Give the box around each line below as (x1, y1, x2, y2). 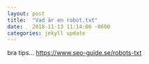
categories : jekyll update (7, 29, 86, 37)
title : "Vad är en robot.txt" (7, 17, 98, 24)
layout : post (7, 10, 45, 17)
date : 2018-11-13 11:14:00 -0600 (7, 23, 111, 30)
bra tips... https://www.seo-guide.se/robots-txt (7, 49, 142, 57)
